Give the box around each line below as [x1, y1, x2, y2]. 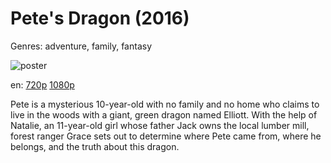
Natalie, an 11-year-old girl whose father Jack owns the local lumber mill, [10, 119, 310, 131]
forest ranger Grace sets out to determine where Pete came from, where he [10, 130, 322, 142]
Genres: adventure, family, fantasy [10, 40, 153, 52]
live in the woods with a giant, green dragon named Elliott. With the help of [10, 108, 318, 121]
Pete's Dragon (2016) [10, 7, 190, 30]
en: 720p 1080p [10, 78, 75, 91]
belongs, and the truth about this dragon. [10, 140, 180, 152]
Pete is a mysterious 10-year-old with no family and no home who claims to [10, 98, 320, 110]
